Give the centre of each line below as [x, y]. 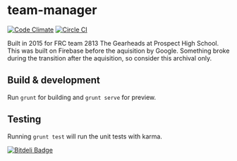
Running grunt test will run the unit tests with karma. [85, 136]
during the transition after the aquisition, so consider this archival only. [110, 58]
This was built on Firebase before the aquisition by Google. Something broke [119, 51]
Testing [24, 119]
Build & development [54, 80]
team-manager [52, 10]
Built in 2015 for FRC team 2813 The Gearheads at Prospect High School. [113, 43]
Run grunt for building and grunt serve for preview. [82, 97]
